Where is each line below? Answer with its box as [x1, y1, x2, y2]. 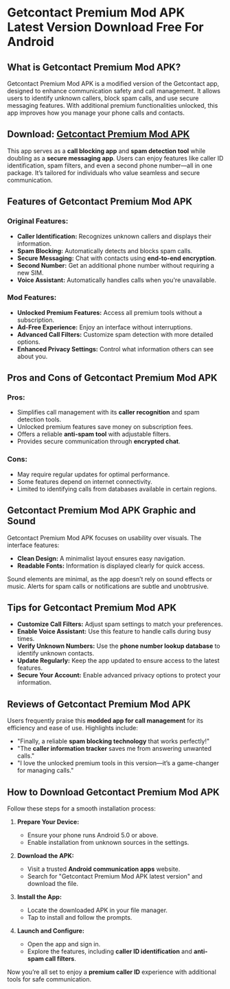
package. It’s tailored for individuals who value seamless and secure [7, 168, 200, 176]
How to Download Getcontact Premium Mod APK [7, 786, 220, 798]
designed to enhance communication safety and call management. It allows [7, 87, 221, 95]
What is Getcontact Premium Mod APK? [7, 61, 181, 73]
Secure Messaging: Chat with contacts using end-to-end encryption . [16, 254, 217, 262]
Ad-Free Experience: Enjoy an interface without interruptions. [16, 323, 193, 331]
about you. [16, 352, 48, 360]
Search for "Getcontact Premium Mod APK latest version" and [27, 872, 203, 881]
